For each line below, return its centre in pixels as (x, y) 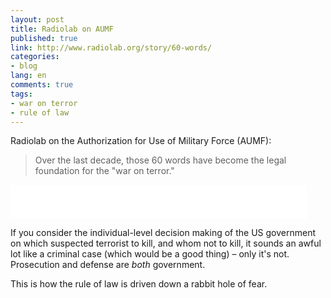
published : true (44, 38)
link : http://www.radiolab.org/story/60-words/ (111, 47)
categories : (35, 57)
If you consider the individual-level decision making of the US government (163, 233)
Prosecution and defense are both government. (108, 265)
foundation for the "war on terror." (104, 171)
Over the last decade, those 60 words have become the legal (160, 160)
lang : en (28, 76)
